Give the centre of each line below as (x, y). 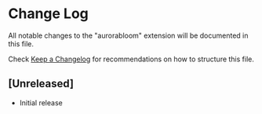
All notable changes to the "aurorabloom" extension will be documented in (128, 35)
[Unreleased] (41, 84)
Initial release (41, 102)
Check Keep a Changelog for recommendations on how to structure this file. (131, 59)
